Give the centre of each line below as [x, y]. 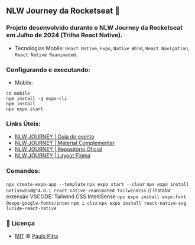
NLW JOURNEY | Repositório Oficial [58, 149]
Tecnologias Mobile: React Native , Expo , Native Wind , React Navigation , [102, 48]
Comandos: [23, 171]
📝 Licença [21, 223]
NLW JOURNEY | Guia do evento [54, 137]
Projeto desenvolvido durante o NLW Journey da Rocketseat [95, 28]
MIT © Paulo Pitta [36, 236]
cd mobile [18, 93]
